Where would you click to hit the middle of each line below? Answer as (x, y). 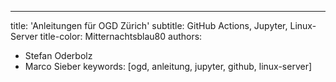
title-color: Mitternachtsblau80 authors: (121, 36)
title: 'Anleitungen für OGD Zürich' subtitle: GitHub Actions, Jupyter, (149, 25)
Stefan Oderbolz (58, 55)
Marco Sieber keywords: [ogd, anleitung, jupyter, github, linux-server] (168, 66)
